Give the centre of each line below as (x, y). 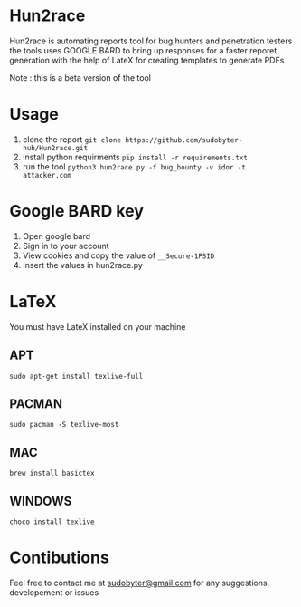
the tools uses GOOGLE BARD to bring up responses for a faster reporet (143, 50)
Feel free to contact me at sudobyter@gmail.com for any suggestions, (140, 583)
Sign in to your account (66, 246)
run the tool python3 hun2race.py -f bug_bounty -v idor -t (134, 166)
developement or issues (54, 592)
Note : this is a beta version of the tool (80, 77)
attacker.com (47, 175)
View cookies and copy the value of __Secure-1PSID (118, 255)
